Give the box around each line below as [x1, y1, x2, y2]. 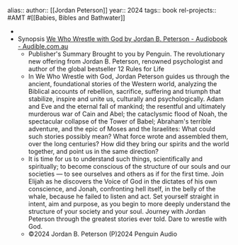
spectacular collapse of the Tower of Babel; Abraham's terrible [28, 117, 212, 126]
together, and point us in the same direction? [28, 148, 159, 155]
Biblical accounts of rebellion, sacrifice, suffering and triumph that [28, 88, 221, 95]
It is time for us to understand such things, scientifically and [28, 155, 203, 163]
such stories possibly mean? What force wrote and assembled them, [28, 132, 229, 141]
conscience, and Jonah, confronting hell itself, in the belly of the [28, 185, 216, 193]
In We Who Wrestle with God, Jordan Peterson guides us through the [28, 72, 230, 80]
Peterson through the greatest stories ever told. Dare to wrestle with [28, 215, 227, 223]
